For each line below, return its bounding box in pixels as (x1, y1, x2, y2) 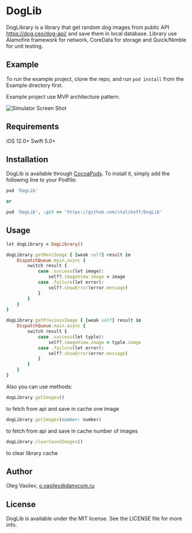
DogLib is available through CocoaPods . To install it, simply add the (6, 170, 170, 177)
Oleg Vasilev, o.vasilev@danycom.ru (6, 482, 95, 489)
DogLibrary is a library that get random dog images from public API (6, 24, 170, 31)
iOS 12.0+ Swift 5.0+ (6, 137, 56, 144)
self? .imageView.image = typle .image (48, 339, 142, 345)
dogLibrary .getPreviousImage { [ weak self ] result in (6, 317, 142, 323)
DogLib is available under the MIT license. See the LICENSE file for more (6, 515, 182, 522)
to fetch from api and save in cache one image (6, 405, 119, 412)
